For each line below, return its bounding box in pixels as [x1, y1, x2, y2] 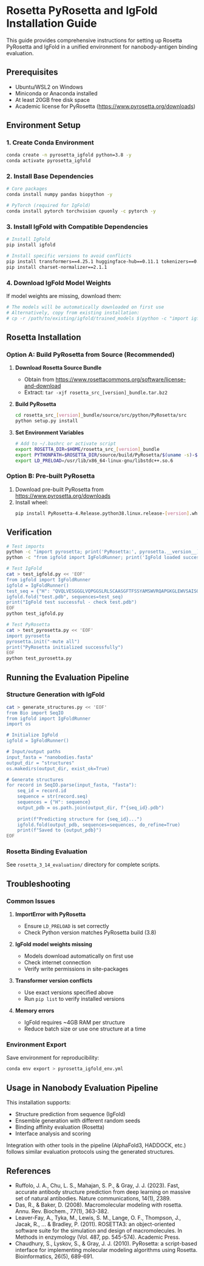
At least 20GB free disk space [15, 96, 90, 103]
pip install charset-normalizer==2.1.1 [6, 264, 107, 270]
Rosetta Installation [6, 332, 81, 342]
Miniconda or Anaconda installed [15, 89, 98, 97]
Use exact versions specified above [24, 989, 114, 996]
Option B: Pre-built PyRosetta [6, 472, 95, 480]
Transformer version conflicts [15, 977, 93, 984]
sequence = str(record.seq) [17, 793, 88, 800]
